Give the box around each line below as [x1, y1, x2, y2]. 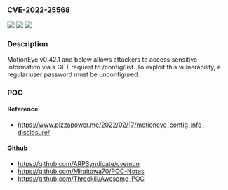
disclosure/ [17, 128, 51, 136]
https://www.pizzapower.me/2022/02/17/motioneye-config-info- [17, 121, 205, 129]
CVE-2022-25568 [7, 5, 70, 15]
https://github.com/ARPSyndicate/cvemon [17, 159, 140, 168]
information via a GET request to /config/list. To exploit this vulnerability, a [7, 62, 221, 71]
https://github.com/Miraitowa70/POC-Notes [17, 167, 145, 175]
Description [7, 39, 48, 49]
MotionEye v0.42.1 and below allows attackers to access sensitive [7, 55, 198, 64]
